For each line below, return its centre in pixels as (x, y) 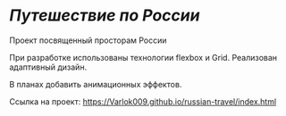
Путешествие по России (105, 16)
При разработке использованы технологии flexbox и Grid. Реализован (143, 57)
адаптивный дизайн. (48, 67)
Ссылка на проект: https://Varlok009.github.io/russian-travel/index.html (143, 101)
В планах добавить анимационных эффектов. (96, 84)
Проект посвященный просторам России (88, 40)
